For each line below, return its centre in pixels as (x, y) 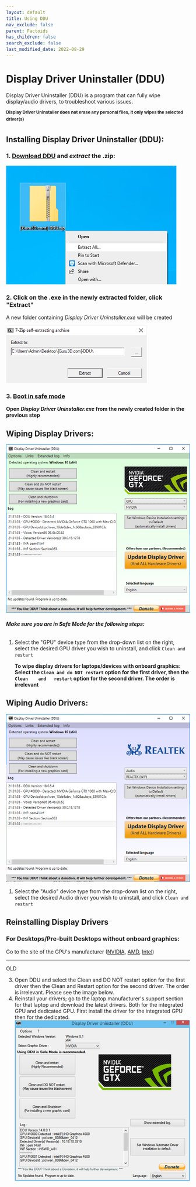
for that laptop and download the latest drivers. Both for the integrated (99, 1004)
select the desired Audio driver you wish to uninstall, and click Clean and (101, 898)
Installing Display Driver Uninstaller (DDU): (85, 140)
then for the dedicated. (42, 1017)
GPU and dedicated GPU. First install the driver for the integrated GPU (98, 1011)
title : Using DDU (27, 18)
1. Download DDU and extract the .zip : (61, 156)
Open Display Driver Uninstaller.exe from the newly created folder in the (95, 409)
